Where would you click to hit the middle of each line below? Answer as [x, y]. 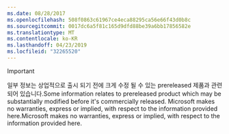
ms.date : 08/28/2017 [37, 13]
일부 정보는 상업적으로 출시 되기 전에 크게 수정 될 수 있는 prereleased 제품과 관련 [115, 85]
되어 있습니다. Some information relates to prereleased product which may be [114, 94]
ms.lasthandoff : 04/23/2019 [47, 45]
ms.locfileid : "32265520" [44, 52]
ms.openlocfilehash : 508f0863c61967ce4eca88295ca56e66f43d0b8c [99, 20]
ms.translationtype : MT [41, 32]
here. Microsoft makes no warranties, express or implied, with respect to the [114, 116]
